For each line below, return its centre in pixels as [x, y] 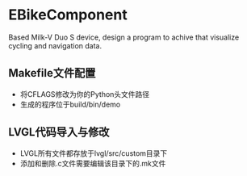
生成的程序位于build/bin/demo [70, 104]
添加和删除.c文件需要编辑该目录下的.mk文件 [93, 163]
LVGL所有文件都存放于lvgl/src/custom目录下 [94, 153]
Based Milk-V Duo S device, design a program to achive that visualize [124, 37]
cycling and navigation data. [55, 45]
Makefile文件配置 [52, 73]
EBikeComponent [68, 15]
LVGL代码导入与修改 [59, 132]
